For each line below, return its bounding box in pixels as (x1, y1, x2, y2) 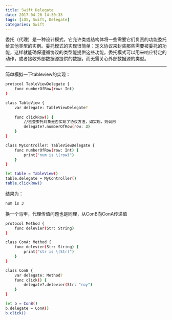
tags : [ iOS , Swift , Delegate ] (5, 17, 70, 22)
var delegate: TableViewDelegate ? (14, 105, 88, 110)
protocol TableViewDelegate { (5, 81, 70, 87)
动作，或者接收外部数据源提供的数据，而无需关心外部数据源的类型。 (5, 56, 149, 62)
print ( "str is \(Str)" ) (24, 249, 74, 254)
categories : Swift (5, 22, 45, 27)
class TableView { (5, 100, 45, 105)
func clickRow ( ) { (14, 115, 54, 120)
